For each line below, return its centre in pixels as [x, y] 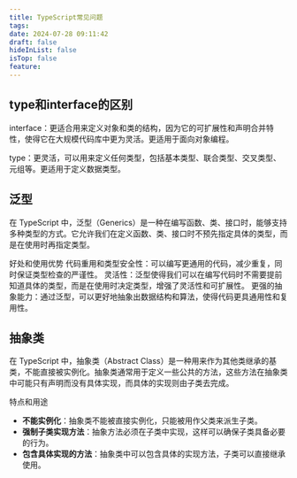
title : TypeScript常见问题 [56, 17]
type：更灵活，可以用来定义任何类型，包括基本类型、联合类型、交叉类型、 [145, 158]
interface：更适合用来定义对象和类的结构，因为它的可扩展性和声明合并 [138, 127]
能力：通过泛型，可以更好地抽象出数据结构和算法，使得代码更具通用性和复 [152, 297]
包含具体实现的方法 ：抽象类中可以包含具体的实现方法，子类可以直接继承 [153, 454]
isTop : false [33, 58]
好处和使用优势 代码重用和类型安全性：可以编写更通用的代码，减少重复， [142, 263]
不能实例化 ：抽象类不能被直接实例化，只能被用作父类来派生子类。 [142, 420]
